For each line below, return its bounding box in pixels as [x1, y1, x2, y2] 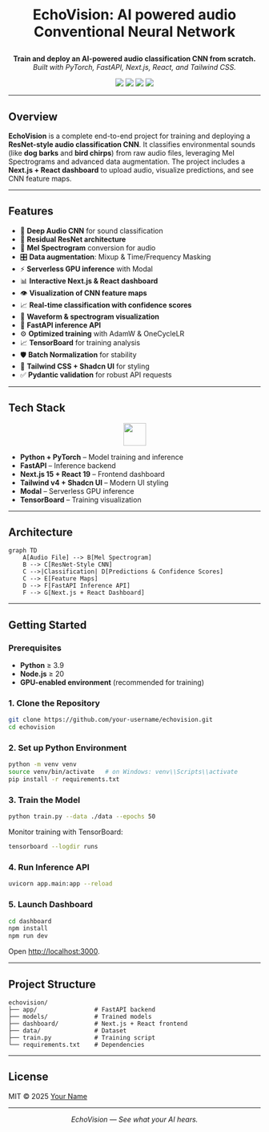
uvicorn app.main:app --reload [8, 880, 113, 888]
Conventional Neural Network [33, 22, 236, 41]
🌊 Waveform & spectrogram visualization [19, 312, 160, 321]
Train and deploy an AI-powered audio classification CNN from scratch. [13, 54, 256, 63]
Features [8, 205, 54, 218]
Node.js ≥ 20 [19, 669, 65, 679]
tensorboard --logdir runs [8, 843, 98, 851]
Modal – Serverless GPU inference [19, 486, 134, 495]
